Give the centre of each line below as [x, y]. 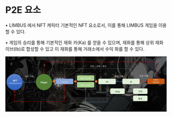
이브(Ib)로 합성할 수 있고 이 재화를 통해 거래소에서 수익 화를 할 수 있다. [75, 49]
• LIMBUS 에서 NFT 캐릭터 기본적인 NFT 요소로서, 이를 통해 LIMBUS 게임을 [81, 25]
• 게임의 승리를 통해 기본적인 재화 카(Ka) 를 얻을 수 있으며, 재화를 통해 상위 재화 [84, 42]
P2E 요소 [23, 10]
